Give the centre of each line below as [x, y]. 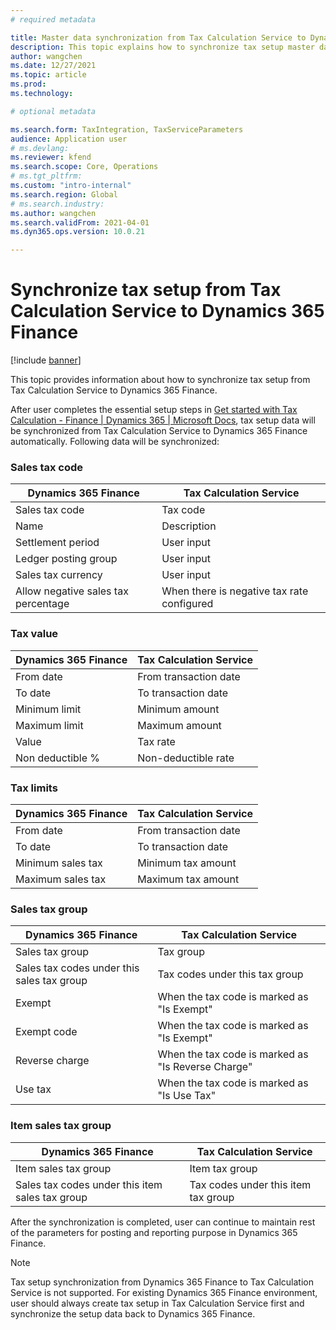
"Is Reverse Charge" [205, 1067]
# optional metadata [53, 111]
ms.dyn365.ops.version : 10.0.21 [77, 232]
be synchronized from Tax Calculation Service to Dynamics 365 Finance [159, 431]
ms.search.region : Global [64, 194]
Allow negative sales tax [72, 591]
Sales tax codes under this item [89, 1184]
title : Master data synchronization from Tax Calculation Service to [158, 37]
